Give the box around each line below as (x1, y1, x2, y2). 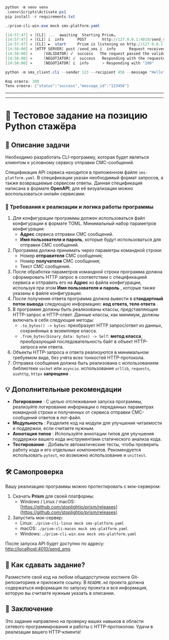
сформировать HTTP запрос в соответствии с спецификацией (12, 274, 147, 280)
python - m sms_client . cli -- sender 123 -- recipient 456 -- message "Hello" (5, 70, 165, 75)
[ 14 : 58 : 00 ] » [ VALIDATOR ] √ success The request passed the (5, 51, 150, 56)
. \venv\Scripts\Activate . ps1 (5, 9, 66, 15)
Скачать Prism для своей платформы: (12, 493, 95, 500)
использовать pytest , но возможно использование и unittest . (12, 452, 147, 458)
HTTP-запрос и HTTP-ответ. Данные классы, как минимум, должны (12, 311, 159, 318)
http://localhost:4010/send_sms (5, 546, 71, 552)
